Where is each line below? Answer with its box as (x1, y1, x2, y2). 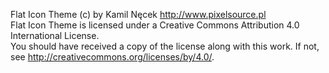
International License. (10, 30, 100, 41)
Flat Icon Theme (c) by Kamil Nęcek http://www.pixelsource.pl (10, 9, 267, 20)
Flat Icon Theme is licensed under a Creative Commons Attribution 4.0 (10, 19, 300, 31)
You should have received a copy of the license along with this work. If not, (10, 40, 320, 52)
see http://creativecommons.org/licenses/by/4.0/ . (10, 51, 215, 63)
